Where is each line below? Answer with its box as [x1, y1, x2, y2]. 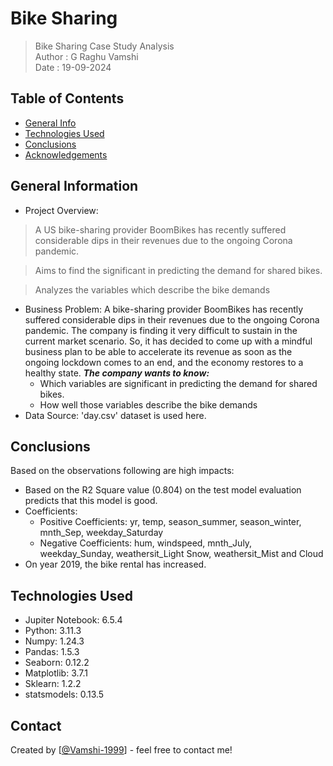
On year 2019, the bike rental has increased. [24, 558, 207, 571]
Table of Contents [10, 90, 125, 107]
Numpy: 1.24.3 [24, 635, 85, 647]
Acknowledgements [24, 148, 108, 161]
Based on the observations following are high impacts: [10, 465, 235, 477]
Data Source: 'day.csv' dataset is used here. [24, 409, 207, 421]
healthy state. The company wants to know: [24, 367, 210, 379]
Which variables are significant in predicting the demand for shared [39, 377, 318, 389]
